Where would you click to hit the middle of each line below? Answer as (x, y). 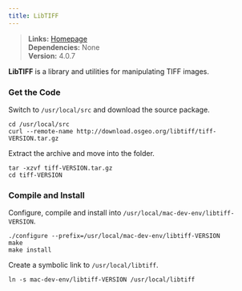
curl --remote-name (41, 131)
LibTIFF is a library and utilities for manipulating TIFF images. (109, 71)
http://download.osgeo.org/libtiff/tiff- (147, 131)
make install (30, 250)
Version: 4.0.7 (52, 55)
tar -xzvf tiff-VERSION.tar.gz (60, 168)
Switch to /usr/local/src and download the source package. (109, 109)
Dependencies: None (64, 47)
